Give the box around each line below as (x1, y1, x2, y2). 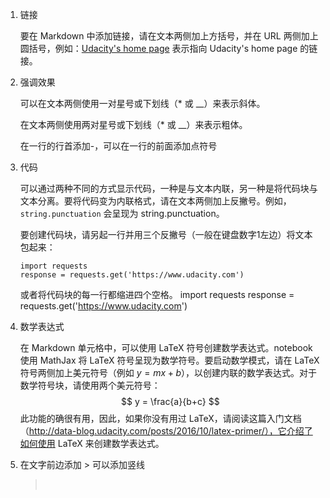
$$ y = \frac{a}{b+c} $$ (121, 396, 220, 407)
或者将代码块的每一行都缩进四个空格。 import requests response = (19, 289, 295, 300)
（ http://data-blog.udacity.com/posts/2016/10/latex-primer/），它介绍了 (19, 425, 313, 437)
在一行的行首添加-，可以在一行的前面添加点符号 (19, 140, 218, 152)
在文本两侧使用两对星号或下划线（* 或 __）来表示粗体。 (19, 119, 248, 130)
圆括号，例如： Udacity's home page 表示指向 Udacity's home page (19, 43, 298, 54)
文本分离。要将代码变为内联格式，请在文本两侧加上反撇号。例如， (19, 195, 292, 207)
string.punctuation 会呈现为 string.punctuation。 (19, 208, 225, 219)
